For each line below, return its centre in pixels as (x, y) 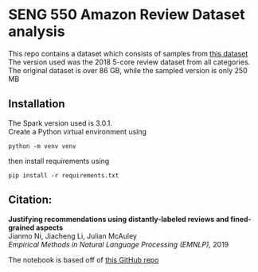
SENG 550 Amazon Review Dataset (127, 15)
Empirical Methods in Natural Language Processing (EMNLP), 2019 (119, 244)
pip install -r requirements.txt (64, 175)
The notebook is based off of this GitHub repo (84, 259)
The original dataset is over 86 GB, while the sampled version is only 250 (128, 70)
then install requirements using (59, 161)
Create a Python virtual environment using (78, 131)
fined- (241, 219)
